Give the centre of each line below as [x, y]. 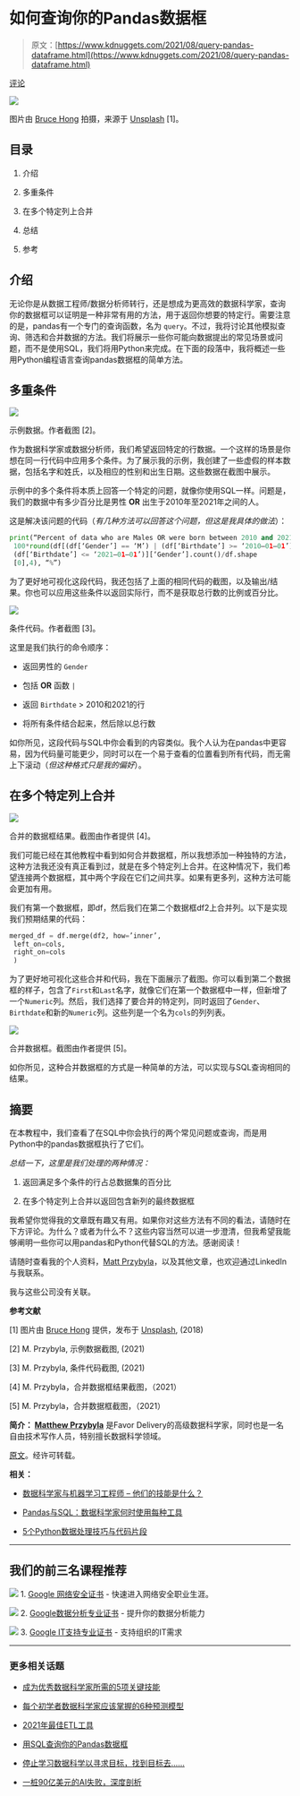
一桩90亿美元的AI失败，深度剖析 [82, 1783]
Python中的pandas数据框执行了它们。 [79, 1144]
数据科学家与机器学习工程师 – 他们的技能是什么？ [112, 1493]
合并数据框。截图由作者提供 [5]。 [71, 1048]
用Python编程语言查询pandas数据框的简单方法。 [99, 359]
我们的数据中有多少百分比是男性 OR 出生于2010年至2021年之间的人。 [137, 502]
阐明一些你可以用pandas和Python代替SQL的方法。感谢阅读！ [129, 1242]
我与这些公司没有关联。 [52, 1292]
